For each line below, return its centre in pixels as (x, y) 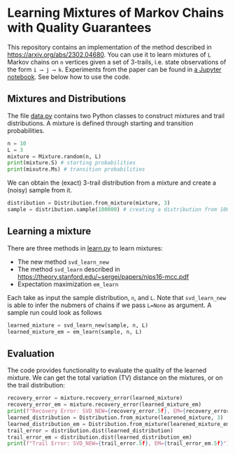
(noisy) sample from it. (40, 190)
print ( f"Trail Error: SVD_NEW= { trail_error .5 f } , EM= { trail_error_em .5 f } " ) (119, 444)
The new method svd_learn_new (63, 262)
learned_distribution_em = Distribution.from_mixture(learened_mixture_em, (120, 424)
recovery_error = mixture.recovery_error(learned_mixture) (95, 398)
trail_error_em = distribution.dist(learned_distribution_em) (100, 437)
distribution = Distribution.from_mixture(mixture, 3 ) (89, 203)
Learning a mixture (49, 231)
